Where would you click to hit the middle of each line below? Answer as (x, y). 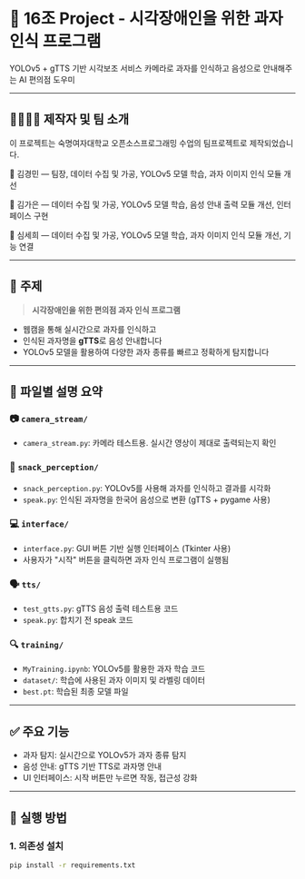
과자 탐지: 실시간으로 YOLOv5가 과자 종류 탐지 (104, 756)
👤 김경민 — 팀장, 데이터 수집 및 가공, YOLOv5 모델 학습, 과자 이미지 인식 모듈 (146, 173)
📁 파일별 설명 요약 (56, 391)
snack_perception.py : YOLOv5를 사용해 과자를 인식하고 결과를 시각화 (147, 488)
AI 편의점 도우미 (47, 79)
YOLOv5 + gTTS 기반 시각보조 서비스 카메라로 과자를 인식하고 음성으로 (135, 68)
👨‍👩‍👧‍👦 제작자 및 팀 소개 (69, 119)
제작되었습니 (271, 143)
